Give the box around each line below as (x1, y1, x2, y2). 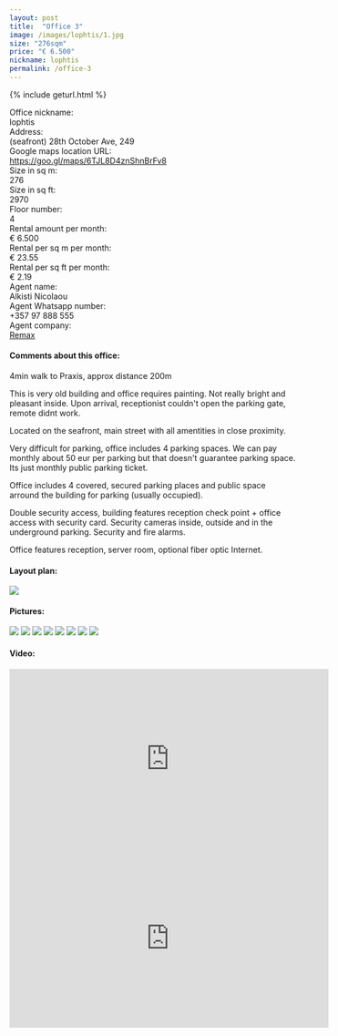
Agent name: (9, 281, 57, 292)
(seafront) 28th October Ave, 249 (9, 136, 135, 147)
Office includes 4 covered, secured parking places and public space (9, 480, 266, 491)
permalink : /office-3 (9, 65, 92, 74)
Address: (9, 126, 44, 137)
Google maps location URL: (9, 145, 112, 156)
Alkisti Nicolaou (9, 291, 68, 302)
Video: (9, 648, 36, 659)
